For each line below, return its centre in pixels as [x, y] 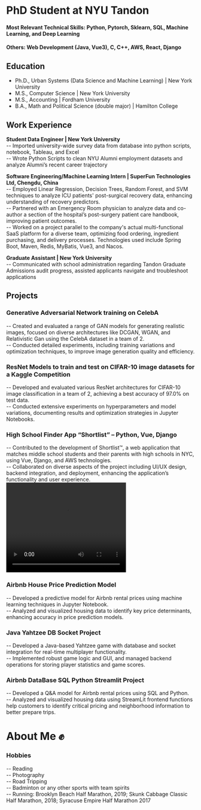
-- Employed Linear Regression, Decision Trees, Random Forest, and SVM [97, 189]
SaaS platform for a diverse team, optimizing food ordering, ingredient [92, 233]
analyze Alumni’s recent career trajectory [57, 165]
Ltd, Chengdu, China [32, 183]
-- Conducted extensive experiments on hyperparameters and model [91, 406]
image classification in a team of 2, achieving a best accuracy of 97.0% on [98, 393]
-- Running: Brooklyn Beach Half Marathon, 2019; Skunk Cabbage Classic [97, 794]
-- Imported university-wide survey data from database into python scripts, [99, 145]
